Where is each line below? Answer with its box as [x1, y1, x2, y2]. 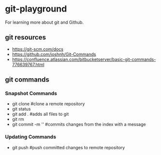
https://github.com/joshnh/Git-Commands [12, 51, 96, 57]
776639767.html [12, 61, 45, 67]
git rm [12, 116, 24, 122]
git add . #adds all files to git [12, 111, 69, 117]
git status [12, 106, 31, 112]
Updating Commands [5, 134, 57, 141]
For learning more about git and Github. [5, 19, 84, 25]
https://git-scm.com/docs [12, 46, 64, 52]
